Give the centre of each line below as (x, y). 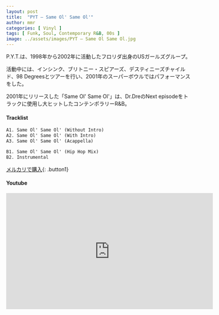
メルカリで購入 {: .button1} (37, 169)
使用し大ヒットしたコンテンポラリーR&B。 (78, 104)
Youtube (17, 183)
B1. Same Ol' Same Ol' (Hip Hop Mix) (53, 152)
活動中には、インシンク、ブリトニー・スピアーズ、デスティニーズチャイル (96, 69)
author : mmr (21, 22)
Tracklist (17, 117)
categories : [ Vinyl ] (34, 28)
